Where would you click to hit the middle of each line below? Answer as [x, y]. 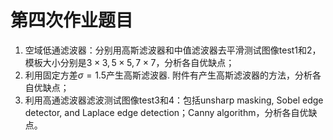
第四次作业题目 [72, 20]
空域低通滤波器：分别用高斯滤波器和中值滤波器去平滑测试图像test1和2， [173, 50]
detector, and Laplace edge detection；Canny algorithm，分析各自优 [166, 112]
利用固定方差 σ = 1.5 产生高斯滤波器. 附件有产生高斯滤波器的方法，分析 [168, 75]
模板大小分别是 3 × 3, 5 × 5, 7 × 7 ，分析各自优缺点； [129, 62]
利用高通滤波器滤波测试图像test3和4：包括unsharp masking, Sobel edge [174, 100]
